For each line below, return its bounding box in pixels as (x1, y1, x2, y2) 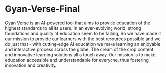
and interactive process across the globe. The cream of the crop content (5, 46, 154, 52)
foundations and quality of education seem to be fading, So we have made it (5, 30, 161, 36)
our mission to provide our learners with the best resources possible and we (5, 36, 161, 42)
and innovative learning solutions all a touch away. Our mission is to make (5, 51, 156, 58)
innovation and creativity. (5, 62, 57, 68)
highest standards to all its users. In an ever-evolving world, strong (5, 25, 141, 31)
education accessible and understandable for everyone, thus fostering (5, 57, 149, 63)
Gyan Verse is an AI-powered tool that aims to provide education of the (5, 20, 150, 26)
